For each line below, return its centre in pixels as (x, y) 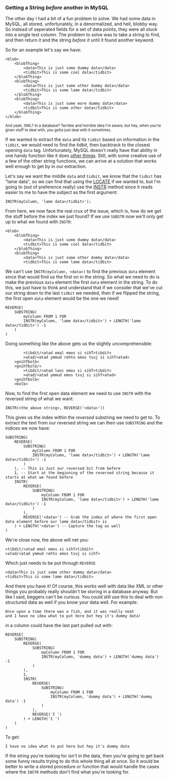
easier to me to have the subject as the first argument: (62, 192)
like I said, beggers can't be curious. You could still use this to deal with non (84, 597)
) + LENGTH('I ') (41, 719)
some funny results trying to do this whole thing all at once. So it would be (82, 761)
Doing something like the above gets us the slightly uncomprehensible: (79, 344)
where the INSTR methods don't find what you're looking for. (67, 772)
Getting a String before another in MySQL (57, 8)
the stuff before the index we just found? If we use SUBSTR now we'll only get (84, 216)
